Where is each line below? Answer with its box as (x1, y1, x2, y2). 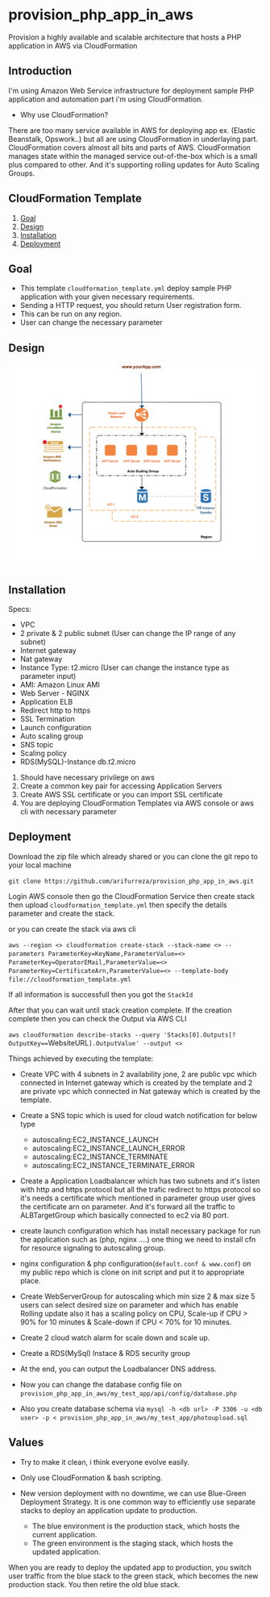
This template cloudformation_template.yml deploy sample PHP (19, 284, 232, 293)
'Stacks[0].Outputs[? (163, 1030, 236, 1039)
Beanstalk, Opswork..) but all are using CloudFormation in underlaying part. (8, 134, 259, 143)
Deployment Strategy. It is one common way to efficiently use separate (19, 1497, 256, 1507)
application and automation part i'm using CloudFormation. (8, 94, 204, 104)
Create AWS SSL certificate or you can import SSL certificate (19, 790, 223, 800)
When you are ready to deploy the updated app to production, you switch (8, 1562, 252, 1572)
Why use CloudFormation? (19, 110, 109, 119)
